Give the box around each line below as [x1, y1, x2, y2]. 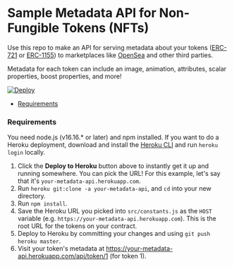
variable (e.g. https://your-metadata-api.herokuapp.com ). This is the [17, 214, 216, 223]
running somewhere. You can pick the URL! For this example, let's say [17, 170, 221, 178]
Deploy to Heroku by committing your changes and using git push [17, 230, 211, 238]
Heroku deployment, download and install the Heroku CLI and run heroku [7, 141, 218, 149]
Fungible [7, 20, 60, 36]
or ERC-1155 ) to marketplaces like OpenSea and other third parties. [18, 51, 214, 59]
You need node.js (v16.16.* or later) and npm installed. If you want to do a [7, 133, 220, 142]
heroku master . [17, 237, 61, 245]
